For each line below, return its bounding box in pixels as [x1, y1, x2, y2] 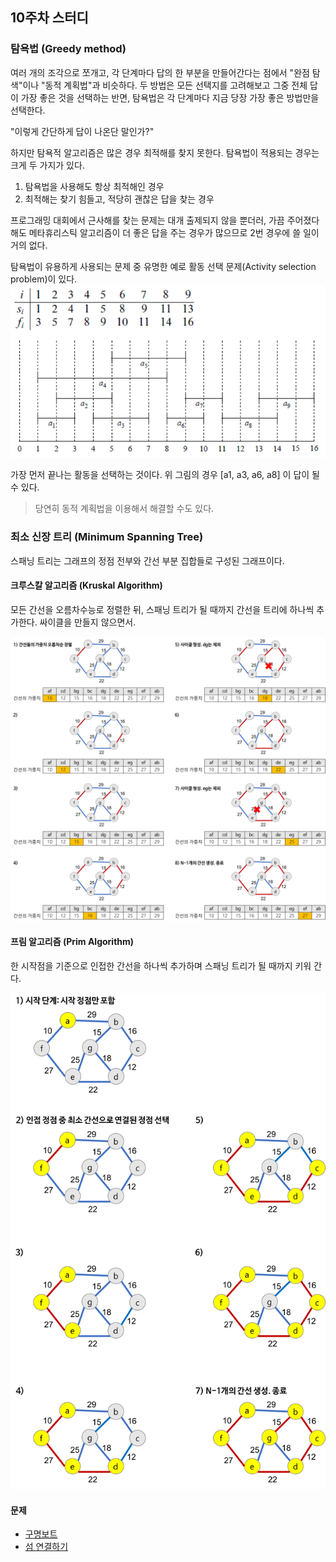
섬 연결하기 [24, 1541, 69, 1553]
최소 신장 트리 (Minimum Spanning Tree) [10, 530, 204, 544]
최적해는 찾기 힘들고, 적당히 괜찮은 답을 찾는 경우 [24, 193, 215, 205]
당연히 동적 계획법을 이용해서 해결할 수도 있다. [34, 503, 215, 515]
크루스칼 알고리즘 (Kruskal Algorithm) [10, 579, 163, 592]
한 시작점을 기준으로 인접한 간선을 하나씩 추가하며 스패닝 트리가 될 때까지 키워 [10, 959, 312, 972]
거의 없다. [10, 239, 48, 251]
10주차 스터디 [10, 9, 89, 27]
